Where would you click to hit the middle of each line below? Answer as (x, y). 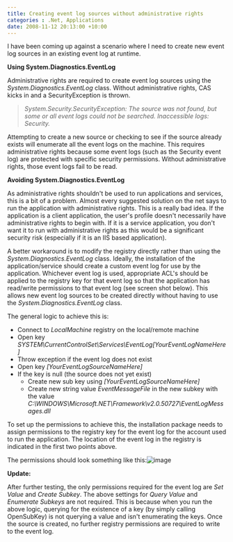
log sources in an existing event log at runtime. (74, 54)
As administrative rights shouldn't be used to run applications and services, (115, 194)
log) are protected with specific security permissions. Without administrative (116, 159)
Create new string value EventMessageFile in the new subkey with (123, 389)
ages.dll (39, 411)
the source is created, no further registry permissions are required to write (114, 524)
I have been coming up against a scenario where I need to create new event (116, 47)
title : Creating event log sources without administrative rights (105, 14)
